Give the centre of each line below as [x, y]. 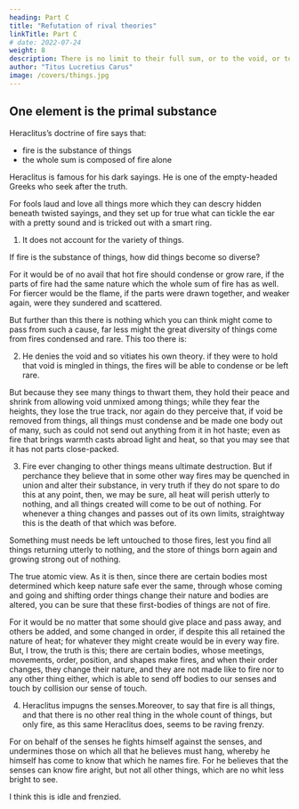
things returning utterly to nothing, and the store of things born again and [143, 549]
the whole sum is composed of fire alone [97, 159]
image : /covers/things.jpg [59, 76]
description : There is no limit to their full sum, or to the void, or [145, 59]
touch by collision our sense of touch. [78, 688]
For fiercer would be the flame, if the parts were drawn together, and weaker [149, 293]
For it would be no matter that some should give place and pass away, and [145, 622]
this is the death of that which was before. [99, 522]
